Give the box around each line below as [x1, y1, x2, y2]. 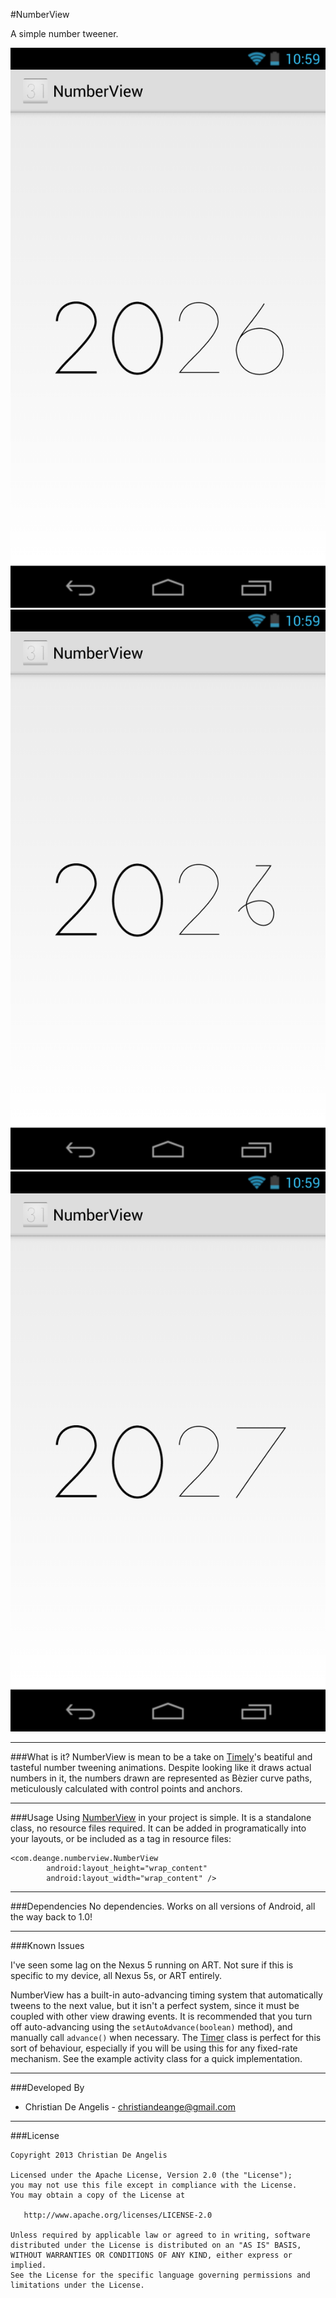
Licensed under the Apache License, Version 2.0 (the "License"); [10, 2170, 293, 2180]
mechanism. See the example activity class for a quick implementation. [10, 2053, 303, 2064]
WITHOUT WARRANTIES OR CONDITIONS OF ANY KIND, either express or [10, 2250, 293, 2260]
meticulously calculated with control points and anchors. [10, 1783, 243, 1794]
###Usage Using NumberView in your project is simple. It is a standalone [10, 1812, 312, 1823]
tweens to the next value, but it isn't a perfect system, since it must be [10, 2000, 300, 2011]
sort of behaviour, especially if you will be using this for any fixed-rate [10, 2042, 298, 2054]
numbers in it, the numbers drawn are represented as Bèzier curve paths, [10, 1772, 313, 1784]
